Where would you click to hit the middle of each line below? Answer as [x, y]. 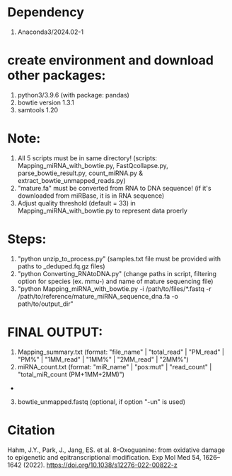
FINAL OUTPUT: [55, 332]
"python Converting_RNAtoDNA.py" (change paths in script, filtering [117, 273]
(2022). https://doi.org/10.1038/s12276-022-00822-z [100, 465]
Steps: [27, 239]
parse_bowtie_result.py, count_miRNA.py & [80, 173]
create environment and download [111, 60]
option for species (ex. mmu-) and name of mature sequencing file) [115, 281]
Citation [31, 430]
